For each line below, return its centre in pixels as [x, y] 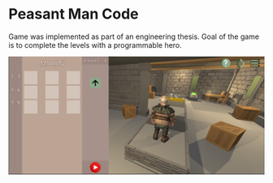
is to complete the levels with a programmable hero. [95, 45]
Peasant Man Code [74, 14]
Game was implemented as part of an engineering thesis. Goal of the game [134, 36]
